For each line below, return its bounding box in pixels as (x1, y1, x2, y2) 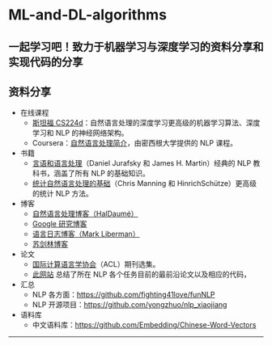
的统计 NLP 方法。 (32, 188, 93, 199)
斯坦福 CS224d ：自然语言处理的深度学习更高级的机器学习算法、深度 (32, 118, 261, 128)
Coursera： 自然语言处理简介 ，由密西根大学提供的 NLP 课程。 (32, 138, 237, 148)
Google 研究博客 (32, 219, 87, 229)
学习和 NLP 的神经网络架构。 (32, 128, 129, 138)
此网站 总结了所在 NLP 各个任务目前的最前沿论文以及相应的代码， (32, 269, 251, 280)
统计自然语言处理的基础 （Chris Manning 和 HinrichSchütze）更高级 (32, 179, 257, 188)
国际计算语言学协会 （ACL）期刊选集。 (32, 259, 160, 269)
